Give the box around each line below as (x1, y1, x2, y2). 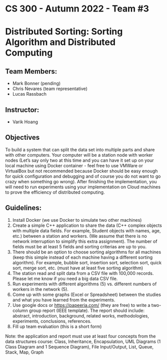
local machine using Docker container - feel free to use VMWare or (5, 162, 143, 168)
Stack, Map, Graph (5, 349, 44, 355)
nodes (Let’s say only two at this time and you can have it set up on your (5, 157, 154, 163)
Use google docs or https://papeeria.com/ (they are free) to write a (12, 302, 150, 308)
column (12, 307, 28, 313)
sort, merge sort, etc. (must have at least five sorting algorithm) (12, 265, 143, 271)
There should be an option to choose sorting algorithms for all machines (12, 249, 161, 255)
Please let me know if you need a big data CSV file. (12, 275, 118, 281)
